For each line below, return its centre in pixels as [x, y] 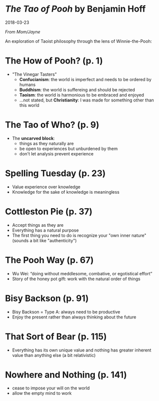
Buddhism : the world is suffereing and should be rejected [77, 90]
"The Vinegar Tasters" [34, 74]
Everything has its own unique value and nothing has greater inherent [82, 350]
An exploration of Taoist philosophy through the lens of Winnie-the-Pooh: [79, 41]
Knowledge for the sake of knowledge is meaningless [66, 192]
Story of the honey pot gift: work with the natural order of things [76, 279]
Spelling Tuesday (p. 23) [55, 173]
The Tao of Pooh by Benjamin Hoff [75, 9]
